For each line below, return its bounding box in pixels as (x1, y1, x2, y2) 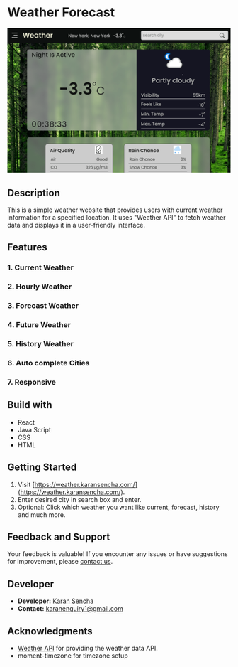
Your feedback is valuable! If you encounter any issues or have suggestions (7, 550, 228, 558)
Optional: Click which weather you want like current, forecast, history (17, 503, 220, 511)
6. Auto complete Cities (7, 358, 90, 368)
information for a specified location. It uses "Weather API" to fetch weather (7, 213, 226, 222)
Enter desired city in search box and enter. (17, 495, 142, 503)
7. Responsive (7, 377, 57, 387)
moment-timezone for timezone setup (17, 651, 129, 660)
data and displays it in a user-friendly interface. (7, 221, 146, 230)
